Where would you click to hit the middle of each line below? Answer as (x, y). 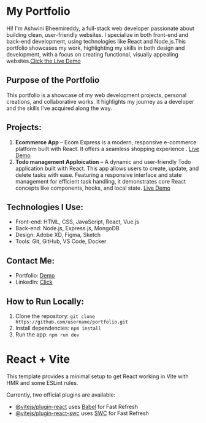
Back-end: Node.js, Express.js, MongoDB (67, 228)
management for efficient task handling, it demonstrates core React (100, 181)
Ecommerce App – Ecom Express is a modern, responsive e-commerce (106, 142)
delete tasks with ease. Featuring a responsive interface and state (98, 175)
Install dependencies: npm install (58, 328)
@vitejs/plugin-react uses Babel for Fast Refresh (77, 406)
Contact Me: (31, 261)
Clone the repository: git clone (55, 316)
